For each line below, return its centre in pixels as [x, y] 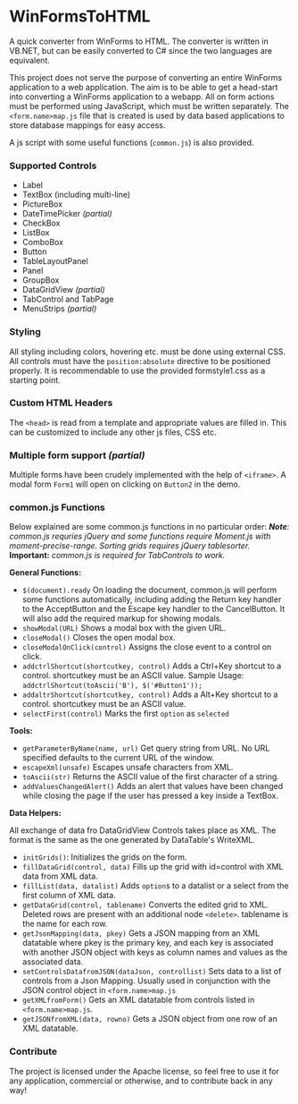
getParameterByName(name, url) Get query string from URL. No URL [146, 748]
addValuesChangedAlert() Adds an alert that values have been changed [153, 786]
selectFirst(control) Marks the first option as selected [126, 714]
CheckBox [41, 223]
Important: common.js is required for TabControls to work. [117, 556]
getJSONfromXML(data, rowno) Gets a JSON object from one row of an [150, 1019]
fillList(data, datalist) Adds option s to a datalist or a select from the [156, 886]
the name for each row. [65, 924]
